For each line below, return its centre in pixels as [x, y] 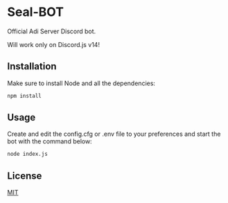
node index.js [28, 154]
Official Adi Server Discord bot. [52, 31]
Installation [32, 67]
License [25, 176]
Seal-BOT [36, 12]
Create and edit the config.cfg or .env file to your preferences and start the [114, 134]
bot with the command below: [50, 141]
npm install [24, 96]
